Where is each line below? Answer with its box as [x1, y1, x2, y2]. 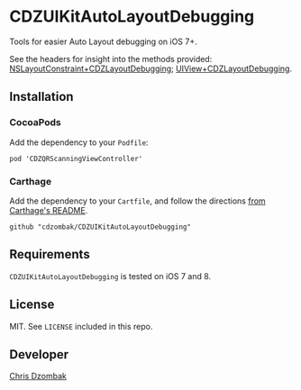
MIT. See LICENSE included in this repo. [9, 321, 153, 331]
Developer [9, 347, 69, 362]
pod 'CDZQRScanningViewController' [9, 154, 143, 163]
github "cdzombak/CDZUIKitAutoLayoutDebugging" [9, 222, 192, 231]
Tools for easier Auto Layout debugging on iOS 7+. [9, 36, 197, 47]
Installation [9, 89, 74, 104]
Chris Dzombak [9, 371, 68, 382]
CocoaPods [9, 116, 61, 129]
